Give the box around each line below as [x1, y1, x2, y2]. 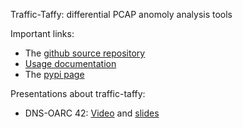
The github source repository [24, 47, 146, 59]
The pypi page [24, 69, 85, 80]
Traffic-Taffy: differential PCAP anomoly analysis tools [10, 9, 233, 20]
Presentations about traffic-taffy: [10, 88, 146, 99]
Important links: [10, 28, 75, 39]
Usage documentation [24, 58, 117, 69]
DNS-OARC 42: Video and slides [24, 107, 160, 119]
